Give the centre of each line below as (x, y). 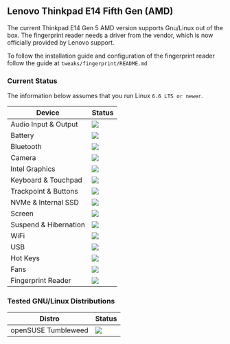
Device (48, 113)
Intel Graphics (33, 169)
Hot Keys (25, 258)
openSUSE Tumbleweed (50, 330)
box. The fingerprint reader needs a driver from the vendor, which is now (110, 35)
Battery (22, 135)
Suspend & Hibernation (48, 225)
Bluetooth (26, 147)
